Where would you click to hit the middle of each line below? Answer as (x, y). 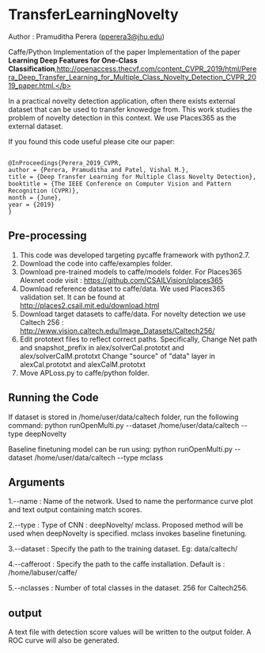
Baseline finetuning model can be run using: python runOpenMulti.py (121, 449)
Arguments (37, 482)
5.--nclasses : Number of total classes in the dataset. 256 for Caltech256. (128, 588)
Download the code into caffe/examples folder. (96, 263)
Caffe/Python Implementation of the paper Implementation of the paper (125, 52)
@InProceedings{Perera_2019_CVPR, (65, 163)
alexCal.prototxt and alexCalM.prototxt (83, 364)
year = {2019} (32, 204)
